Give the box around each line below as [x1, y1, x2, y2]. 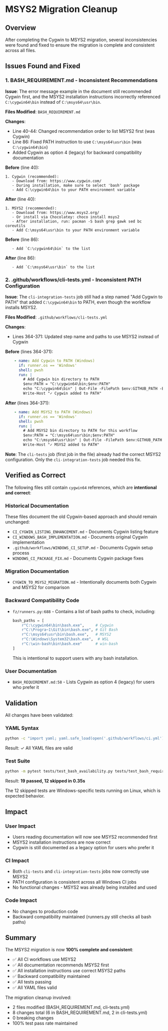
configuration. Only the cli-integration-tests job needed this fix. [5, 456, 141, 462]
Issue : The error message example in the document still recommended [5, 88, 151, 94]
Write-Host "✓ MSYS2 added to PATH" [23, 442, 99, 447]
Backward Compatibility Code [5, 597, 79, 604]
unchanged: [5, 519, 30, 525]
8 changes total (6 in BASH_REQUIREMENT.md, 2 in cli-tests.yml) [12, 1009, 147, 1015]
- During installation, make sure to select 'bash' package [11, 183, 140, 188]
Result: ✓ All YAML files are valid [5, 745, 73, 751]
